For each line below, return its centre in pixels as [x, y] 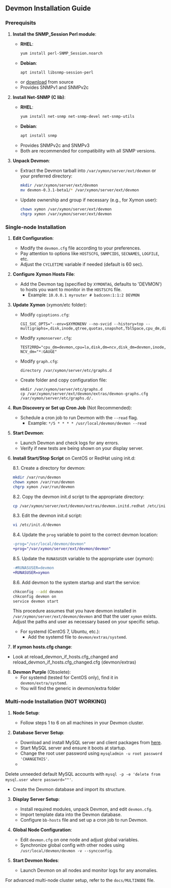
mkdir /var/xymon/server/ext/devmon [59, 186]
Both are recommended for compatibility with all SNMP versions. [88, 151]
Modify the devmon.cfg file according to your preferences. [81, 248]
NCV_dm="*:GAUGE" [39, 351]
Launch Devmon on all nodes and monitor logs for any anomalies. [89, 870]
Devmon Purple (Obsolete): [42, 672]
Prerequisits [21, 23]
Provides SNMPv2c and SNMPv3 [55, 145]
